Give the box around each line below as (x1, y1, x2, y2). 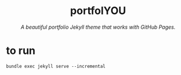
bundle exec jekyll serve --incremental (6, 63, 106, 69)
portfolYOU (69, 4, 127, 18)
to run (6, 44, 36, 57)
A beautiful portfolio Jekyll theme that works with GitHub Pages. (20, 23, 176, 30)
